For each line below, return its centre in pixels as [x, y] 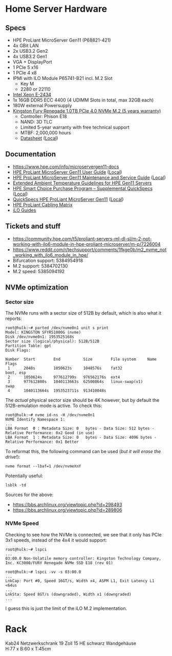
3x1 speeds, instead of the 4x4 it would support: [56, 540]
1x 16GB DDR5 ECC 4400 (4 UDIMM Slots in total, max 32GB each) [83, 100]
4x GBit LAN [26, 46]
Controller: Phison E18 [44, 116]
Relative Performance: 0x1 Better [42, 442]
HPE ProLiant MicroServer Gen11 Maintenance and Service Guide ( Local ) [89, 177]
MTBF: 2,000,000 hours [46, 133]
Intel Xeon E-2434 [32, 95]
